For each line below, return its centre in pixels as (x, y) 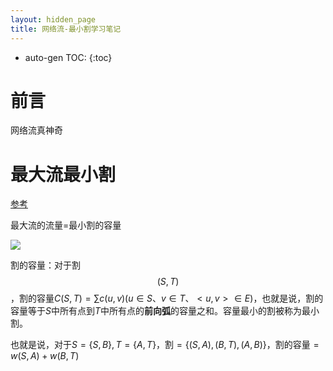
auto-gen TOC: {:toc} (68, 57)
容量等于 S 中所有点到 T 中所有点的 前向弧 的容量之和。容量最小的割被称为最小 (165, 311)
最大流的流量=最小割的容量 (66, 225)
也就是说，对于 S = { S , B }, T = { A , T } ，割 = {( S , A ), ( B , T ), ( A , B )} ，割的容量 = (165, 345)
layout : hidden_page (53, 19)
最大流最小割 (63, 174)
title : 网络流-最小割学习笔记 (66, 29)
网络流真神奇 (36, 130)
